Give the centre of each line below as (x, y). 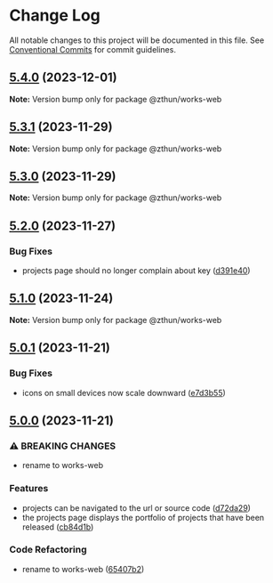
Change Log (55, 16)
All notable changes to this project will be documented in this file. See (137, 40)
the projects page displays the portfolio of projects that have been (143, 517)
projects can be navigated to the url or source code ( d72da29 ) (136, 507)
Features (29, 489)
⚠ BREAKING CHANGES (63, 446)
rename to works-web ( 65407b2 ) (83, 569)
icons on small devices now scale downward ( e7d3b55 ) (124, 393)
